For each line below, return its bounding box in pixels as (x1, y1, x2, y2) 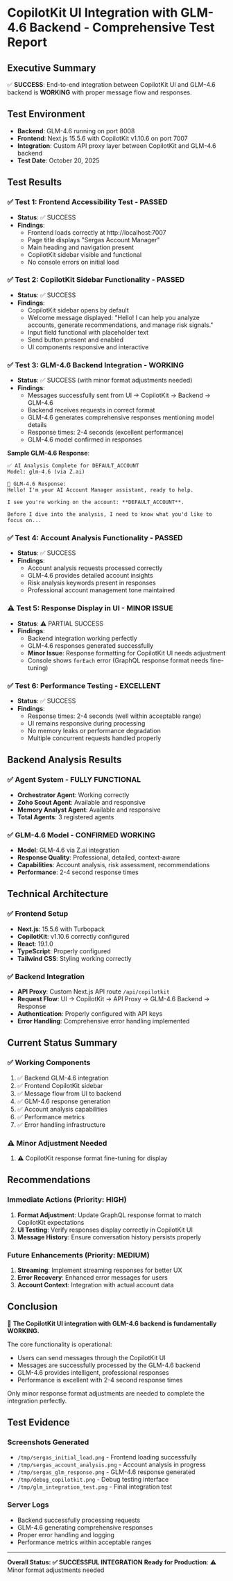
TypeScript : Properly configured (17, 946, 111, 955)
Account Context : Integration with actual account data (17, 1280, 174, 1289)
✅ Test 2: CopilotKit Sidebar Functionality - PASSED (7, 275, 185, 285)
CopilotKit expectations (17, 1218, 85, 1226)
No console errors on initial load (27, 258, 119, 266)
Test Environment (7, 108, 85, 120)
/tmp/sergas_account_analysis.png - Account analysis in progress (17, 1460, 206, 1469)
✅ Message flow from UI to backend (17, 1089, 121, 1098)
